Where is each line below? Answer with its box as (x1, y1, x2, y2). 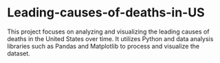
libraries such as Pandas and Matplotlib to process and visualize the (7, 42, 200, 50)
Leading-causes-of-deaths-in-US (7, 5, 205, 21)
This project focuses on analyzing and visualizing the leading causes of (7, 27, 210, 36)
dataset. (7, 49, 31, 58)
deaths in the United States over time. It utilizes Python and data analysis (7, 34, 214, 42)
